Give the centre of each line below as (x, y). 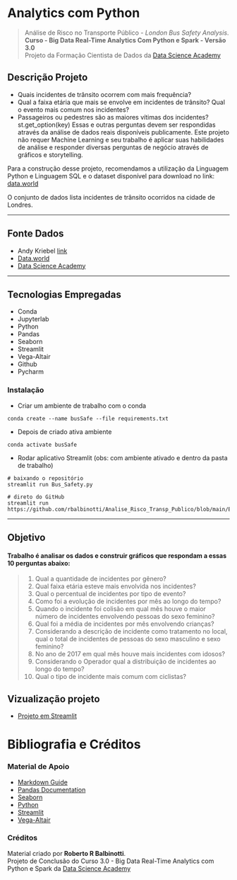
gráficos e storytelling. (50, 154)
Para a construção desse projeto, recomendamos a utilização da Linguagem (118, 168)
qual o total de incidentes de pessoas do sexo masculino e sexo (128, 639)
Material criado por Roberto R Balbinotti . (67, 853)
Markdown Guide (43, 782)
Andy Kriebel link (42, 251)
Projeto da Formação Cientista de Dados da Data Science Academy (122, 55)
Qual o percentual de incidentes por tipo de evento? (110, 594)
